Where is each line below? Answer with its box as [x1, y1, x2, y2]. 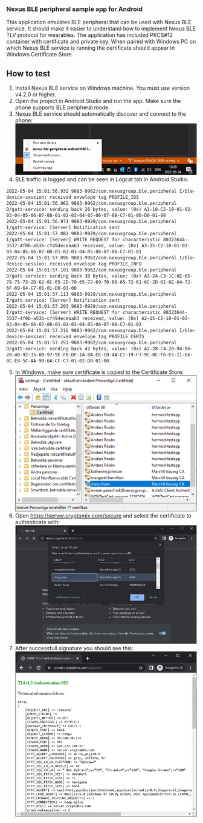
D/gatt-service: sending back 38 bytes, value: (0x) [6, 273, 142, 279]
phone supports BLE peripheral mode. [14, 104, 110, 111]
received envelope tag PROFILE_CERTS [49, 333, 145, 339]
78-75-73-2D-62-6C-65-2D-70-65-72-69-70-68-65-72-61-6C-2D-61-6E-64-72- [6, 279, 193, 285]
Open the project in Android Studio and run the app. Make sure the [14, 98, 181, 105]
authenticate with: [14, 518, 60, 525]
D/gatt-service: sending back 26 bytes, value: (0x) [6, 206, 142, 212]
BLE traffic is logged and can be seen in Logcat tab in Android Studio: [14, 175, 188, 183]
